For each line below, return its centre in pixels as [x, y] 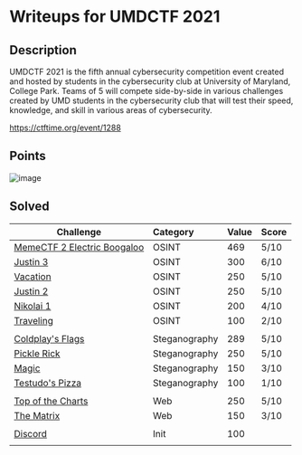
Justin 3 [31, 261]
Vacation [33, 276]
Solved [29, 207]
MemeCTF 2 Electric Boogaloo [79, 247]
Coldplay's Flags [49, 338]
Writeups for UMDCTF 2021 [115, 17]
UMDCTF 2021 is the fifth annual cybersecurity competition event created [147, 71]
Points [28, 156]
